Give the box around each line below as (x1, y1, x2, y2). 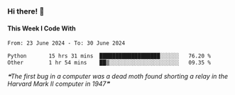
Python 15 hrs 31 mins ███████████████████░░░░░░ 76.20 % (7, 52, 212, 60)
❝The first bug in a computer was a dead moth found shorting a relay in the (7, 72, 229, 80)
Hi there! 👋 (7, 6, 45, 16)
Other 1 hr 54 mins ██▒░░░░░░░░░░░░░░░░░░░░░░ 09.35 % (7, 59, 212, 66)
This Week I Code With (7, 24, 76, 33)
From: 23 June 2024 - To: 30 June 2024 (7, 40, 126, 47)
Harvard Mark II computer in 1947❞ (7, 79, 110, 88)
